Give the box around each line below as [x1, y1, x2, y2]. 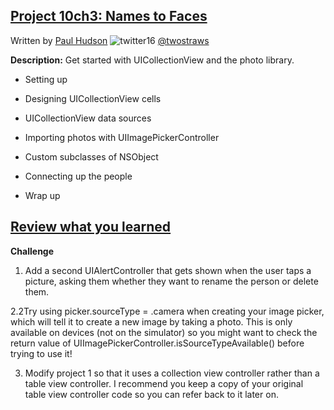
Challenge [10, 245, 55, 257]
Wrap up [24, 189, 61, 201]
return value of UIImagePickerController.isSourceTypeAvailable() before [10, 337, 305, 349]
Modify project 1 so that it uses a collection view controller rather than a [24, 367, 320, 379]
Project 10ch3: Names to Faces [10, 8, 208, 25]
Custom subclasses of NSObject [24, 150, 159, 163]
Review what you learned [10, 219, 172, 236]
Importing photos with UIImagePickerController [24, 131, 220, 143]
